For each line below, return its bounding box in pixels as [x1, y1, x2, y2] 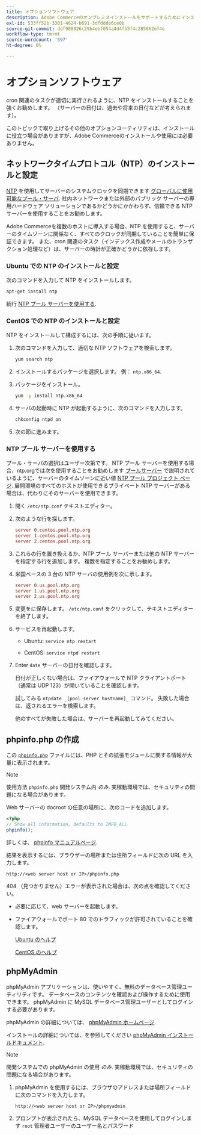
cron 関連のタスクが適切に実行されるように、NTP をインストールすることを [6, 96, 194, 104]
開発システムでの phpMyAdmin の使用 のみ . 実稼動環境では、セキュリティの [6, 1063, 193, 1071]
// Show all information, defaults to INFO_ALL [6, 821, 128, 827]
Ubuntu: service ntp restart [23, 638, 97, 645]
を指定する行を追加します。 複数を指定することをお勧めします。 [14, 558, 173, 565]
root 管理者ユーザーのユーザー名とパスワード [22, 1122, 134, 1129]
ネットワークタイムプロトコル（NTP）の [6, 159, 156, 169]
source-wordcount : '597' [6, 37, 68, 43]
